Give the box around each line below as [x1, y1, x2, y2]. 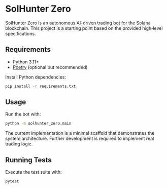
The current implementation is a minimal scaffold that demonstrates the [5, 130, 155, 136]
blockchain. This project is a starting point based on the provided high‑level [5, 25, 163, 31]
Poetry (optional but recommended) [12, 64, 88, 70]
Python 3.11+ [12, 59, 40, 65]
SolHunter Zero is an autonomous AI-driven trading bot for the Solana [5, 20, 151, 26]
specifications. [5, 30, 37, 36]
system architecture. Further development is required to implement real [5, 135, 154, 142]
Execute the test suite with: [5, 169, 62, 175]
